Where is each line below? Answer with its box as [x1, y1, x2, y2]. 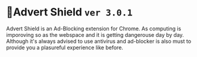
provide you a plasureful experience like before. [6, 44, 124, 51]
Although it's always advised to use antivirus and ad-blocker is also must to [6, 37, 192, 45]
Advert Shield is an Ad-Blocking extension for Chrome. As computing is [6, 25, 182, 32]
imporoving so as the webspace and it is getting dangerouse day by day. [6, 31, 185, 38]
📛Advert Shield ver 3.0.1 [6, 5, 133, 19]
